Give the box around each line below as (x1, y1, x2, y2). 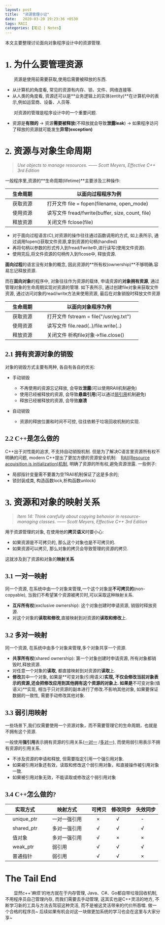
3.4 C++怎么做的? (5, 790, 57, 799)
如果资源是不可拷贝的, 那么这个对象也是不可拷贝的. (12, 539, 116, 545)
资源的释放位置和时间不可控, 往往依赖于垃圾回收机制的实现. (19, 418, 140, 424)
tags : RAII (5, 21, 28, 26)
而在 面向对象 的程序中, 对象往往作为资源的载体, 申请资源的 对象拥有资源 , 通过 (5, 278, 159, 284)
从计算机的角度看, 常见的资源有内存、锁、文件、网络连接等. (12, 87, 133, 93)
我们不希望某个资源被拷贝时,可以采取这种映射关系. (32, 592, 134, 598)
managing (17, 518, 38, 524)
